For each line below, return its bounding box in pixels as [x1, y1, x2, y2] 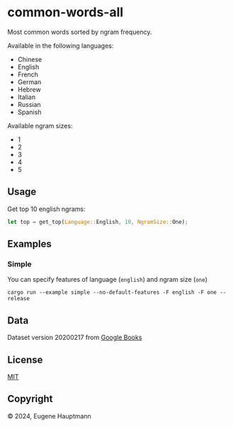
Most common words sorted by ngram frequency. [7, 28, 152, 36]
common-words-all [7, 4, 124, 21]
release [7, 295, 30, 302]
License [7, 353, 43, 365]
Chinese [17, 55, 42, 64]
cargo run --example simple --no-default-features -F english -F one [7, 289, 217, 296]
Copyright [7, 393, 53, 405]
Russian [17, 100, 41, 108]
